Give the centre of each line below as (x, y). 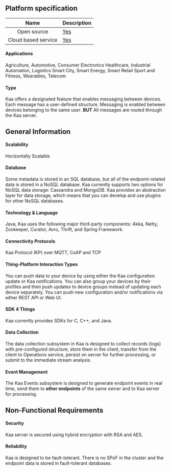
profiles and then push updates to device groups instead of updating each (83, 286)
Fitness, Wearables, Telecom (36, 76)
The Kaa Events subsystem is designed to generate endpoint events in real (84, 383)
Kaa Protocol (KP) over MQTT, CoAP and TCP (53, 253)
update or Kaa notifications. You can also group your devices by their (78, 281)
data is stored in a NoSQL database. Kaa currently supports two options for (84, 185)
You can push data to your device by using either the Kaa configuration (80, 276)
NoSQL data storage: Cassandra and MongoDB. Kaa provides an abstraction (86, 190)
